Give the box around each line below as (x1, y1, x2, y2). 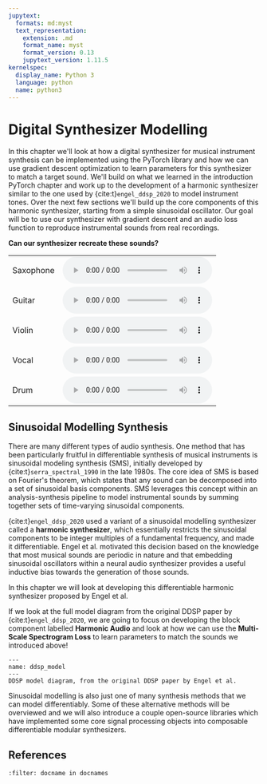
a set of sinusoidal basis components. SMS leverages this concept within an (8, 484, 258, 493)
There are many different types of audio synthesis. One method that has (8, 441, 245, 451)
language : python (15, 78, 73, 86)
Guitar (12, 295, 36, 306)
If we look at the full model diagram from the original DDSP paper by (8, 607, 233, 616)
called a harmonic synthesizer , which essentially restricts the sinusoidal (8, 525, 247, 535)
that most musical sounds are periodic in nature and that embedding (8, 550, 233, 560)
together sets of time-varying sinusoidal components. (8, 501, 185, 511)
